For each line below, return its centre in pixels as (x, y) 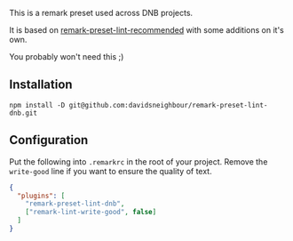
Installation (41, 85)
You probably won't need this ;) (67, 56)
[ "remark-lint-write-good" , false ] (91, 213)
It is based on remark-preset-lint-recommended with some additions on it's (146, 30)
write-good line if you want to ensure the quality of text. (111, 171)
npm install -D (37, 105)
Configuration (49, 140)
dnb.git (24, 113)
